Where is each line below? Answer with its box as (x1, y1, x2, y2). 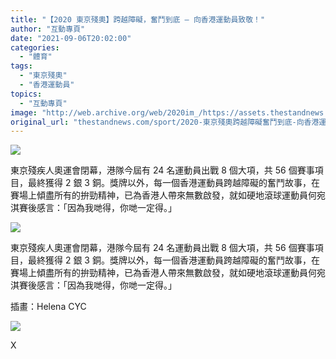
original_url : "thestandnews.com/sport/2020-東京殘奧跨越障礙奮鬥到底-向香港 (10, 117, 320, 127)
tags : (10, 61, 33, 71)
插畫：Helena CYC (10, 301, 87, 313)
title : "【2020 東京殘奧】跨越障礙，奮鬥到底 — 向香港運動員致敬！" (10, 14, 266, 25)
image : (10, 107, 38, 118)
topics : (10, 89, 43, 99)
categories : (10, 42, 60, 53)
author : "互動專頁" (10, 24, 86, 34)
